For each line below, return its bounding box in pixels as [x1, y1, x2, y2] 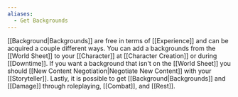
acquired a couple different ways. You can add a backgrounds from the [7, 44, 216, 52]
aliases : [7, 10, 33, 18]
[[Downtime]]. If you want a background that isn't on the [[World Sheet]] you [7, 59, 231, 67]
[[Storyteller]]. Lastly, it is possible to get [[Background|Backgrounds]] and [7, 74, 226, 82]
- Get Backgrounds [13, 17, 69, 24]
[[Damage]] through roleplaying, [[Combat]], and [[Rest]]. [7, 81, 175, 90]
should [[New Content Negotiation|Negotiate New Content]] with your [7, 67, 212, 75]
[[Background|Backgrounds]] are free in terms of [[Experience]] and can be [7, 36, 229, 45]
